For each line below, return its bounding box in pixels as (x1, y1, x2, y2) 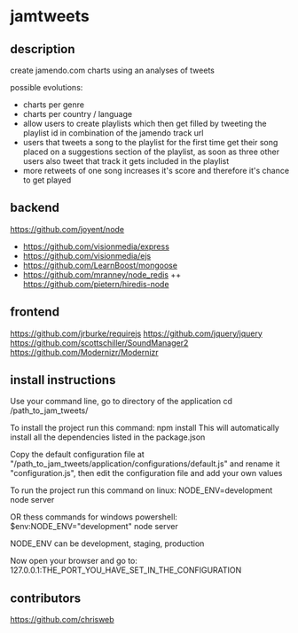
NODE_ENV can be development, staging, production (10, 538, 205, 549)
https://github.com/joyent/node (10, 223, 125, 234)
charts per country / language (22, 109, 132, 119)
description (10, 42, 75, 57)
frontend (10, 304, 60, 320)
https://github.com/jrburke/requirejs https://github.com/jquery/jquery (10, 328, 263, 339)
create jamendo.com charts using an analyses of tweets (10, 65, 216, 75)
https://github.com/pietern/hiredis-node (22, 278, 169, 289)
